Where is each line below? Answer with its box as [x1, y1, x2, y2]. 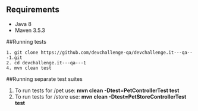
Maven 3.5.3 [14, 27, 46, 34]
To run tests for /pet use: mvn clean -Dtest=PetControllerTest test [14, 87, 180, 94]
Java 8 [14, 20, 32, 27]
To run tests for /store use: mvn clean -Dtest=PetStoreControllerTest [14, 93, 187, 100]
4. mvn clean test [6, 65, 52, 71]
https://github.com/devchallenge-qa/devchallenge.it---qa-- [40, 50, 193, 56]
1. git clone [6, 50, 39, 56]
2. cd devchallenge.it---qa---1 [6, 60, 86, 66]
